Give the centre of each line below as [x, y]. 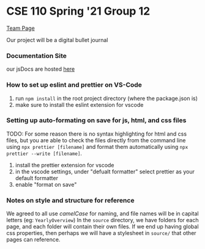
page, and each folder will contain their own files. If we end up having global [102, 226]
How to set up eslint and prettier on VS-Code [74, 85]
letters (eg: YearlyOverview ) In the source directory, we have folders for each [102, 220]
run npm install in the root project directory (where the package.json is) [106, 98]
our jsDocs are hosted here [41, 69]
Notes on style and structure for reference [70, 200]
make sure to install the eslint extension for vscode [79, 104]
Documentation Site [37, 56]
